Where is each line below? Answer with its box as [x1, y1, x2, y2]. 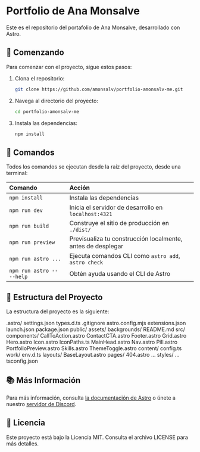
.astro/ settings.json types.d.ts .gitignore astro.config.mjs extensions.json [6, 320, 186, 326]
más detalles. [6, 439, 39, 447]
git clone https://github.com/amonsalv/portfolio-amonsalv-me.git [14, 86, 183, 92]
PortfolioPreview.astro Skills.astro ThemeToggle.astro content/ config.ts [6, 345, 182, 352]
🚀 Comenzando [6, 48, 64, 58]
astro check [69, 259, 104, 266]
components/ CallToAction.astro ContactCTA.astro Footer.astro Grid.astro [6, 332, 187, 339]
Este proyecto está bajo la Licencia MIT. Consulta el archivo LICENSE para [6, 434, 189, 441]
